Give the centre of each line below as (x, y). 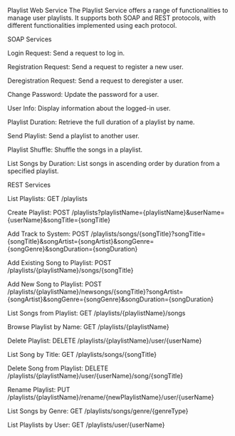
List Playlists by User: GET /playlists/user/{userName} (86, 425)
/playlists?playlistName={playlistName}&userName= (148, 212)
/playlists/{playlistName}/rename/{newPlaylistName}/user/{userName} (111, 397)
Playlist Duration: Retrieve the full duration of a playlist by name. (101, 122)
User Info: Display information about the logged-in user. (89, 108)
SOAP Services (30, 39)
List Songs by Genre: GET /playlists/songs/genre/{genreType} (98, 411)
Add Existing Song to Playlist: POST (59, 263)
